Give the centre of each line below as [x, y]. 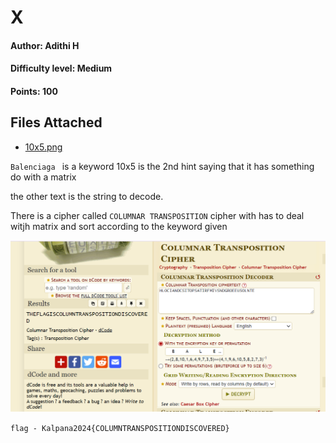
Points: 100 [34, 91]
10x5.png [43, 147]
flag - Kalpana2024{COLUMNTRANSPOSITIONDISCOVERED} [120, 428]
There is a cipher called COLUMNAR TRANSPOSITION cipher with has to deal [157, 215]
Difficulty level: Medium [61, 68]
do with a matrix [43, 177]
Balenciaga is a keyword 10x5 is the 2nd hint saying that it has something [162, 166]
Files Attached [56, 122]
